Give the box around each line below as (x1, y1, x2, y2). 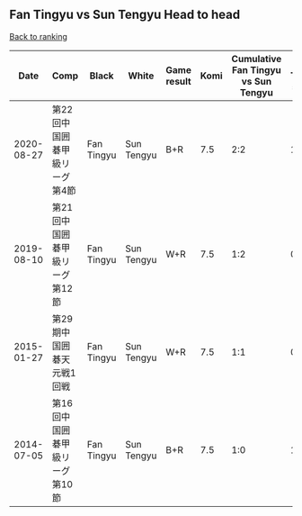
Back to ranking (9, 31, 67, 41)
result (165, 75, 191, 87)
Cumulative (231, 52, 282, 65)
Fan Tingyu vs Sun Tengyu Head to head (9, 7, 241, 23)
